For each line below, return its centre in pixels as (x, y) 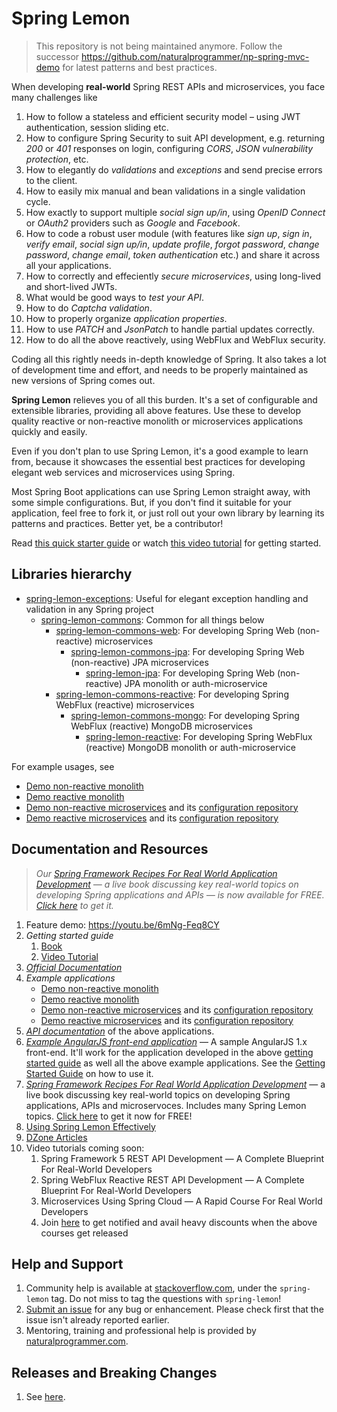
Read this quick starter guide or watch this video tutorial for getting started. (166, 543)
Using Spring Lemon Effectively (90, 1126)
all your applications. (68, 265)
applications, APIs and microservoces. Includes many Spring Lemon (166, 1105)
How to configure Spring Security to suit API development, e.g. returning (175, 138)
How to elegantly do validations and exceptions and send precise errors (174, 169)
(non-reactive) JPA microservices (139, 662)
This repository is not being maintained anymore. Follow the (159, 46)
